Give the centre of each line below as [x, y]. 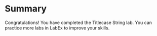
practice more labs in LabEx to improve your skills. [57, 27]
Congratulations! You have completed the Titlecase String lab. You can [78, 22]
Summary [26, 9]
